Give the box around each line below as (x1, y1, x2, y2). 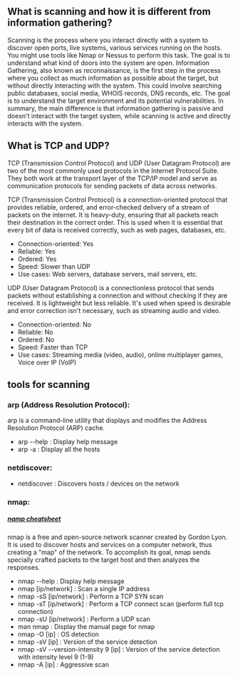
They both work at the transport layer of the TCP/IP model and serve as (7, 174, 217, 183)
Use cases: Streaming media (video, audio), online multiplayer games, (17, 350, 223, 359)
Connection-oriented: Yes (17, 239, 94, 248)
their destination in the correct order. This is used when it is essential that (7, 217, 223, 227)
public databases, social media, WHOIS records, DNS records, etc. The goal (7, 88, 230, 97)
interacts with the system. (7, 119, 83, 128)
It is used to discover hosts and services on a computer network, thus (7, 540, 212, 548)
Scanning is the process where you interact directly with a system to (7, 36, 209, 44)
